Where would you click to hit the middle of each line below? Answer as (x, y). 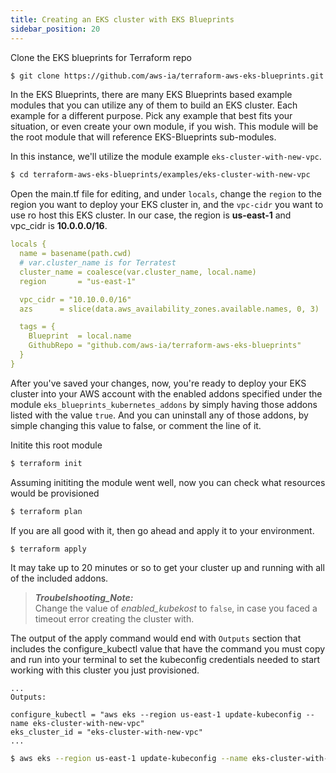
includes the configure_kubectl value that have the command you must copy (168, 649)
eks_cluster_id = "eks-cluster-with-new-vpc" (106, 732)
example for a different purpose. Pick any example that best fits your (151, 116)
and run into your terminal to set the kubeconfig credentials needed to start (165, 660)
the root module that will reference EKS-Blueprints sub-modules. (143, 137)
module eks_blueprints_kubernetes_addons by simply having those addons (164, 404)
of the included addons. (59, 578)
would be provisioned (55, 493)
